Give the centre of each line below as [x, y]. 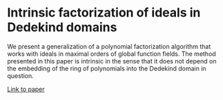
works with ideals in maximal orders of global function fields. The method [111, 54]
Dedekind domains [62, 27]
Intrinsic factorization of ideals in [104, 13]
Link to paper [26, 89]
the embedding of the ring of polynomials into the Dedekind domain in [107, 68]
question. [21, 76]
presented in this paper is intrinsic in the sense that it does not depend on [112, 61]
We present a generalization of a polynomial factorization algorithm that [109, 46]
